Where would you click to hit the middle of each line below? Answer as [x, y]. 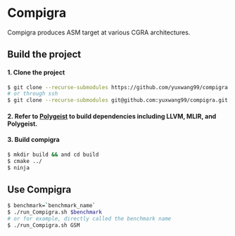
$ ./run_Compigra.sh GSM [44, 225]
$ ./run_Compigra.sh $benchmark [55, 212]
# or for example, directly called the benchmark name [89, 219]
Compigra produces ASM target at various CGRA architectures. [99, 32]
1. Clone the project [36, 72]
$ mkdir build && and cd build [53, 155]
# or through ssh [33, 94]
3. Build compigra [33, 140]
